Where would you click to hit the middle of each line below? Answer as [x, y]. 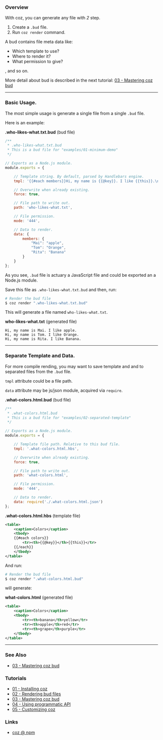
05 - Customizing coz [34, 709]
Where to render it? [31, 56]
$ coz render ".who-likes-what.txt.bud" [47, 303]
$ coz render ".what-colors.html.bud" [44, 579]
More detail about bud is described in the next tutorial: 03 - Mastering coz [79, 80]
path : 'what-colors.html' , [41, 475]
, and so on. [17, 71]
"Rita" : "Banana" [49, 252]
